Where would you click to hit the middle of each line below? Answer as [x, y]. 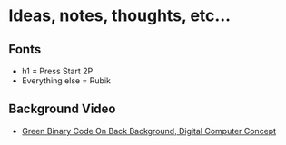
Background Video [62, 109]
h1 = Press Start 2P [57, 71]
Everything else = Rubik [66, 81]
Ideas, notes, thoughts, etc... [120, 16]
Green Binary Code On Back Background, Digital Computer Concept [149, 130]
